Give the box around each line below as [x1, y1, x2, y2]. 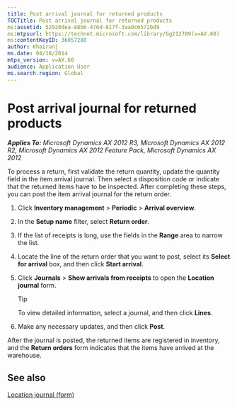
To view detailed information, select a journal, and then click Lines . [17, 309, 213, 317]
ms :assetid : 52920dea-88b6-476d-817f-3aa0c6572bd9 [7, 23, 160, 30]
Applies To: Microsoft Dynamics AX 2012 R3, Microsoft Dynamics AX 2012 [7, 139, 226, 147]
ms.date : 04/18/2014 [7, 50, 69, 57]
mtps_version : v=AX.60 [7, 57, 74, 64]
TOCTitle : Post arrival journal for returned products [7, 17, 173, 24]
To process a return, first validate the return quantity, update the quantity [7, 167, 221, 176]
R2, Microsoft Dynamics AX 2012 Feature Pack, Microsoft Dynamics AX [7, 146, 216, 154]
